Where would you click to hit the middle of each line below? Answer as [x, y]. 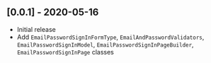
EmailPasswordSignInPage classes [65, 52]
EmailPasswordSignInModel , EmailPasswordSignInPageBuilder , [105, 44]
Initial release [36, 29]
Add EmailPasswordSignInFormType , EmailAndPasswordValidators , [110, 37]
